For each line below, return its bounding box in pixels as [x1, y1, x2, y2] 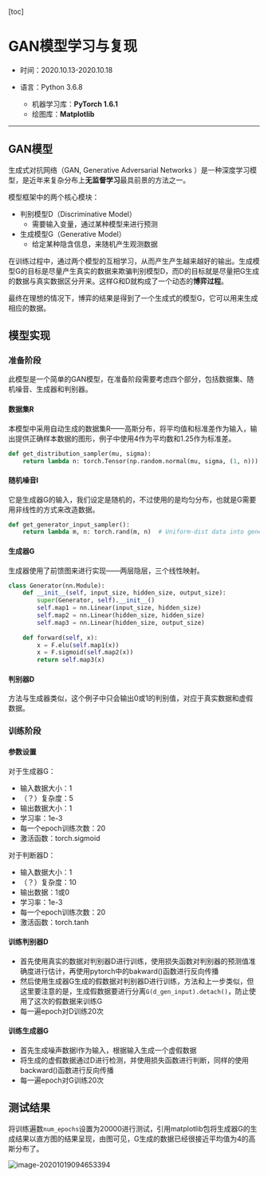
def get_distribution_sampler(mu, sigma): [8, 450, 152, 458]
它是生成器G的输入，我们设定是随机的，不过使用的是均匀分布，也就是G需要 [8, 494, 257, 504]
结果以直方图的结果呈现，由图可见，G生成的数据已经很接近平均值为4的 [14, 1134, 249, 1143]
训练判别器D [8, 937, 49, 947]
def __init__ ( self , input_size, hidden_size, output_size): [22, 589, 227, 597]
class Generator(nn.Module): [8, 582, 105, 590]
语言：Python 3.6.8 [19, 82, 83, 91]
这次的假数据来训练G [33, 996, 103, 1006]
